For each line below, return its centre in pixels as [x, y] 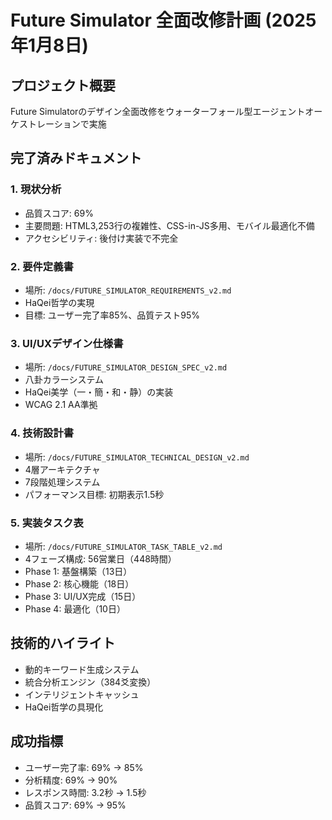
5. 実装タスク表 [47, 523]
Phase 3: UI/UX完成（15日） [83, 596]
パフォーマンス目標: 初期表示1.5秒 [94, 494]
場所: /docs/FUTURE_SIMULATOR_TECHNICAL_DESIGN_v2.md [137, 457]
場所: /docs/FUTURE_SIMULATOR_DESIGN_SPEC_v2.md [126, 367]
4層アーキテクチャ [62, 469]
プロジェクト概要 [63, 85]
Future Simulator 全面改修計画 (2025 [163, 20]
